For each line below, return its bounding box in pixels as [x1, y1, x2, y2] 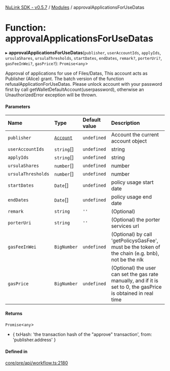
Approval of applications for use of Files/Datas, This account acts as [5, 70, 148, 76]
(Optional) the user [111, 264, 156, 272]
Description [111, 119, 140, 126]
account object [111, 138, 147, 145]
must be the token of [111, 244, 160, 251]
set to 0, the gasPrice [111, 284, 162, 291]
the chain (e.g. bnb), [111, 250, 159, 257]
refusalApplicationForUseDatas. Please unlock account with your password [5, 81, 162, 87]
